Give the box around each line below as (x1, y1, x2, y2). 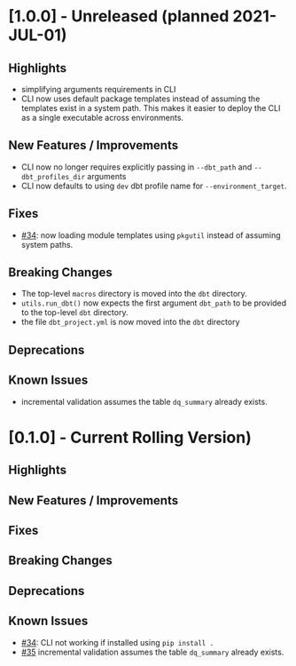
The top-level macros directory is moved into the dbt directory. (20, 289, 247, 299)
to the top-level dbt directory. (20, 307, 129, 318)
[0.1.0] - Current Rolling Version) (8, 427, 252, 448)
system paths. (20, 239, 74, 250)
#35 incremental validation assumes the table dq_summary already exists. (20, 646, 284, 657)
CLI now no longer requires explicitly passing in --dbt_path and (20, 162, 253, 172)
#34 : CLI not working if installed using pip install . (20, 637, 214, 647)
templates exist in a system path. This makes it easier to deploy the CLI (20, 103, 281, 113)
